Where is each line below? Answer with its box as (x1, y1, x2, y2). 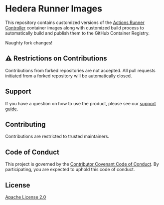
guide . (5, 106, 18, 112)
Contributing (5, 120, 46, 129)
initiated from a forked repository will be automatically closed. (5, 73, 132, 79)
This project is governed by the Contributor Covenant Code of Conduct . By (5, 161, 160, 167)
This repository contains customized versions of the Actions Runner (5, 19, 145, 25)
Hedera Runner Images (5, 3, 102, 14)
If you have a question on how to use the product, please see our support (5, 100, 156, 106)
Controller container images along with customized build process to (5, 24, 145, 30)
